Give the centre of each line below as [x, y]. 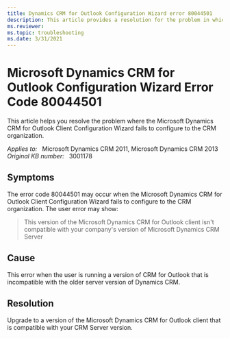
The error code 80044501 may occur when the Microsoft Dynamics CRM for [115, 194]
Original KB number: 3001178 [50, 156]
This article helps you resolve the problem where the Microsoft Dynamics [110, 121]
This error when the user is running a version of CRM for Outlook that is [108, 274]
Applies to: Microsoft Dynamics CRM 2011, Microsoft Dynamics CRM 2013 [113, 149]
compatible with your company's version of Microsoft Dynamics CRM [122, 229]
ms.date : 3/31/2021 [35, 39]
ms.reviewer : [26, 26]
